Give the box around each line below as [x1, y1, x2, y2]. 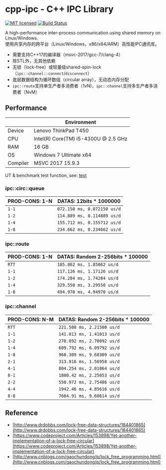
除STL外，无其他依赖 [12, 57, 56, 63]
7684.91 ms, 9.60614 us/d [58, 393, 120, 399]
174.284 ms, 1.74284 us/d [57, 276, 118, 281]
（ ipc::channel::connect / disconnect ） [12, 70, 92, 76]
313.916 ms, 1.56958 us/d [58, 359, 120, 364]
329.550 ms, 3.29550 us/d [57, 282, 118, 288]
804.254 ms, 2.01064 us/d [58, 366, 120, 371]
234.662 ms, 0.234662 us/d [57, 227, 121, 233]
